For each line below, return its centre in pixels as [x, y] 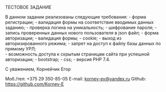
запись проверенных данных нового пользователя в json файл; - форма [82, 33]
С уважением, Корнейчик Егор [38, 69]
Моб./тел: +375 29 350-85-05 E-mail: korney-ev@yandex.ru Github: [76, 79]
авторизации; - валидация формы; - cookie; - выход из [63, 38]
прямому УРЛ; [21, 49]
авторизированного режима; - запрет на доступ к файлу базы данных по [83, 43]
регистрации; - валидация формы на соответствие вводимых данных [80, 22]
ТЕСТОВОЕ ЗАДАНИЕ [28, 7]
